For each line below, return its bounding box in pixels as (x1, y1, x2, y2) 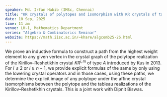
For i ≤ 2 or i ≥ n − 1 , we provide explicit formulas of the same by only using (5, 65, 160, 71)
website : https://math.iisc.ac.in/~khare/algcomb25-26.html (5, 35, 133, 40)
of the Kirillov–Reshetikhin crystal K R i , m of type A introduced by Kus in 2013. (5, 59, 162, 66)
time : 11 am (5, 21, 30, 26)
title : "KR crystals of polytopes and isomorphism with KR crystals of (5, 12, 157, 17)
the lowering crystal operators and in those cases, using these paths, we (5, 70, 154, 76)
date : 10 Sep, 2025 (5, 16, 46, 21)
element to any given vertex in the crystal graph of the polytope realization (5, 53, 158, 59)
